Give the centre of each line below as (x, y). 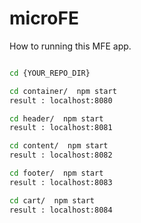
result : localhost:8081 (61, 128)
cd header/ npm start (56, 118)
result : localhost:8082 (61, 155)
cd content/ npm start (59, 146)
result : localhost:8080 (61, 100)
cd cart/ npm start (52, 200)
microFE (44, 18)
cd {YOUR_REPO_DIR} (50, 73)
